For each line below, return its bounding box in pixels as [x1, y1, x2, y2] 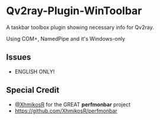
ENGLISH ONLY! [14, 68, 55, 75]
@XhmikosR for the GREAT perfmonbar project [14, 100, 131, 108]
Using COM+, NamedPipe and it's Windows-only [6, 35, 126, 42]
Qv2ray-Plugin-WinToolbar [6, 4, 142, 18]
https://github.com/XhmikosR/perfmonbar [14, 107, 117, 114]
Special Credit [6, 85, 60, 95]
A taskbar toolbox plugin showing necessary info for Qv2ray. [6, 24, 154, 31]
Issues [6, 52, 31, 63]
